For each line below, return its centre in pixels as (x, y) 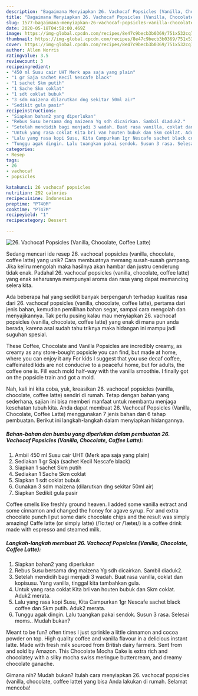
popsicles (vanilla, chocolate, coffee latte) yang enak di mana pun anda (93, 322)
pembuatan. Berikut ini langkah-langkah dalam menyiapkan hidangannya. (95, 420)
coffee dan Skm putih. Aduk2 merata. (60, 608)
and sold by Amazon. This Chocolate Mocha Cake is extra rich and (87, 651)
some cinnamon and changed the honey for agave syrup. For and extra (92, 510)
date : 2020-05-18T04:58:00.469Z (46, 28)
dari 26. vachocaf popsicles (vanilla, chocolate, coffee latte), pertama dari (96, 303)
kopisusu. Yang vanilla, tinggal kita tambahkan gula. (77, 583)
